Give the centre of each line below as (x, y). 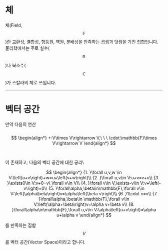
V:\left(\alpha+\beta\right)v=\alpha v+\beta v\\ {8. (84, 204)
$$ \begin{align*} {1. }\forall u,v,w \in (84, 172)
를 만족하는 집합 (21, 225)
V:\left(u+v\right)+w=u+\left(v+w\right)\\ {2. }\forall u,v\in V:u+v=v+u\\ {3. (84, 177)
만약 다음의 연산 (21, 124)
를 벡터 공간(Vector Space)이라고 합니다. (45, 242)
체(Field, (14, 25)
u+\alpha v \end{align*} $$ (84, 215)
